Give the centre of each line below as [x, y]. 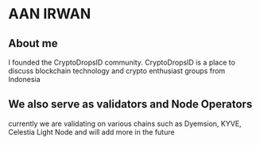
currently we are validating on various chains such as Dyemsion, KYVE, [125, 123]
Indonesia [25, 79]
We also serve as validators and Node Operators [130, 104]
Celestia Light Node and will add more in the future [91, 131]
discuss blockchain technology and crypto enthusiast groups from [117, 71]
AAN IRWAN [50, 14]
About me [33, 43]
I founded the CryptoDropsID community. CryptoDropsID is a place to [122, 62]
